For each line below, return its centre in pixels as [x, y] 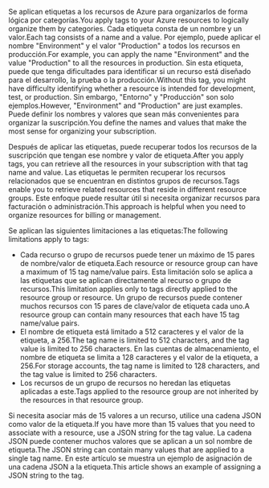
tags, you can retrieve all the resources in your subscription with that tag [128, 164]
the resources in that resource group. [82, 400]
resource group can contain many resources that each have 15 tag [130, 314]
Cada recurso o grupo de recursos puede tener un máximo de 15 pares [137, 255]
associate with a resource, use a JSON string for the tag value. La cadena [130, 433]
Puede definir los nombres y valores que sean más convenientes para [124, 114]
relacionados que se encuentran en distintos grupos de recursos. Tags [124, 181]
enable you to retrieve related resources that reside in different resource [128, 189]
